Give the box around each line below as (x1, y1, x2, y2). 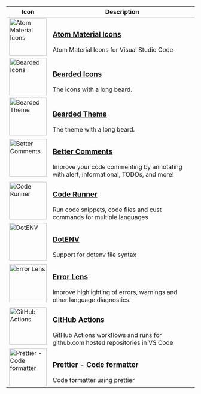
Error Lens (53, 273, 89, 282)
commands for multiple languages (53, 213, 148, 221)
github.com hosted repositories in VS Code (53, 338, 173, 347)
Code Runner (53, 190, 98, 199)
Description (105, 8, 139, 16)
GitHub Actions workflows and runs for (53, 330, 162, 339)
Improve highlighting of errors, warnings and (53, 288, 178, 296)
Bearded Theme (53, 109, 107, 119)
